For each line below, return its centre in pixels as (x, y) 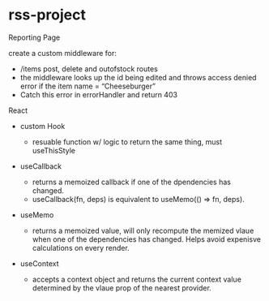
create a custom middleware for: (63, 53)
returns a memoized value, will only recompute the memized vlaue (143, 230)
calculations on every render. (81, 247)
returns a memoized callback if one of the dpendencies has (131, 182)
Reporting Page (34, 37)
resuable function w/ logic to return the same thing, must (127, 142)
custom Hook (43, 126)
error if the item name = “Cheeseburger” (88, 86)
